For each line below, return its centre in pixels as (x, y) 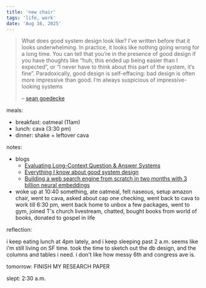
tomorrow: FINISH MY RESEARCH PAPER (58, 267)
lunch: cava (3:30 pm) (43, 129)
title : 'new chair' (31, 12)
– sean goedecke (43, 98)
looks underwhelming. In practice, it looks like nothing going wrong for (110, 47)
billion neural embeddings (57, 185)
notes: (14, 147)
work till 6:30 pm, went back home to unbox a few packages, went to (102, 205)
